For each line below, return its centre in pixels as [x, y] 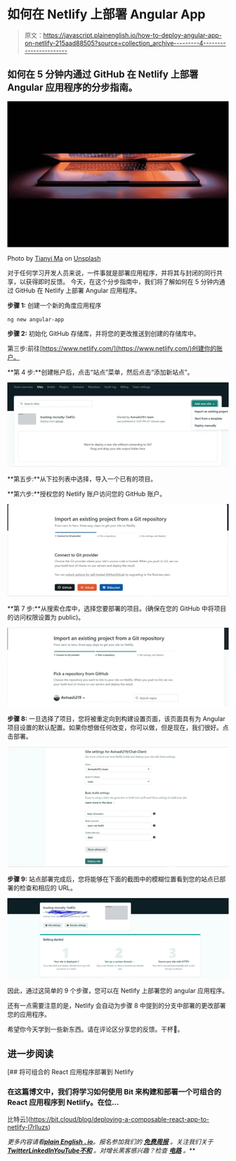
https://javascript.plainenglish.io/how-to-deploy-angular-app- [133, 35]
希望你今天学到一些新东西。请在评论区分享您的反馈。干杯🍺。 [96, 1030]
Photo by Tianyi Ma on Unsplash [54, 259]
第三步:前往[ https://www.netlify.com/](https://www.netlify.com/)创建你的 [112, 349]
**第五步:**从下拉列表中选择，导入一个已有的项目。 [82, 479]
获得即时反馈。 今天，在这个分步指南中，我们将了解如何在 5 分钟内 [123, 282]
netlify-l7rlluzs [28, 1127]
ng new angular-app [36, 320]
